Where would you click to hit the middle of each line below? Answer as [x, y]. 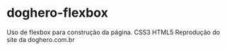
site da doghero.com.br [41, 39]
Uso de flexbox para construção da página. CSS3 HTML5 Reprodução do [113, 32]
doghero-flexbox [58, 13]
